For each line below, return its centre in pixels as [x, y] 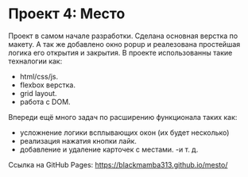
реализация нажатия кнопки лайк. [78, 140]
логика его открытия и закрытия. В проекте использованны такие [120, 52]
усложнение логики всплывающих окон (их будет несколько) [124, 133]
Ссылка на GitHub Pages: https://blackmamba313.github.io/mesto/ [118, 164]
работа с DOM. [45, 102]
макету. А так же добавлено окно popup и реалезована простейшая [124, 44]
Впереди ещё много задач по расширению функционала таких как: [123, 117]
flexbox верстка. [47, 85]
